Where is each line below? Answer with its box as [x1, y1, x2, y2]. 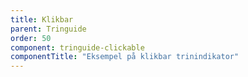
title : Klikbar [10, 14, 74, 25]
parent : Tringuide [10, 24, 87, 34]
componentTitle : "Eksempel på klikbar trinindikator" [10, 52, 240, 62]
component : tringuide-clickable [10, 42, 145, 53]
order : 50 [10, 33, 52, 43]
